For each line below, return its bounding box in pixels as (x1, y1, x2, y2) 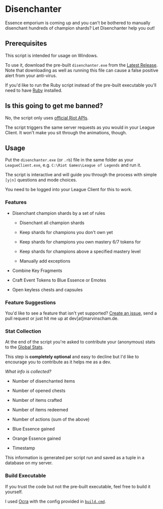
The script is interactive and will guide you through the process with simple (5, 172, 157, 178)
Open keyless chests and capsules (12, 286, 83, 292)
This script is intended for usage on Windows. (5, 52, 98, 58)
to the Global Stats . (5, 344, 44, 350)
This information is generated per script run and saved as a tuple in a (5, 455, 145, 461)
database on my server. (5, 460, 53, 466)
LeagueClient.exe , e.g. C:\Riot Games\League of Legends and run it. (5, 162, 141, 168)
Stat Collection (5, 327, 42, 334)
